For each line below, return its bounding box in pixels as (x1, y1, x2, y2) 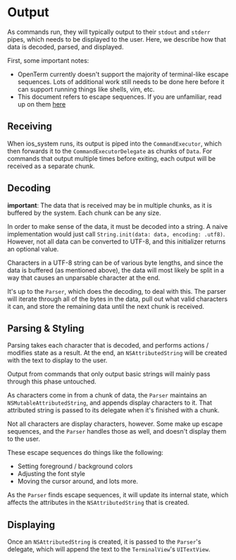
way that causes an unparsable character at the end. (7, 273, 161, 282)
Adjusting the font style (17, 470, 86, 478)
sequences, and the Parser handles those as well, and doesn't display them (7, 427, 227, 436)
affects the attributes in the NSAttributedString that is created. (7, 499, 190, 507)
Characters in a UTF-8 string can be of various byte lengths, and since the (7, 258, 223, 267)
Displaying (7, 518, 56, 530)
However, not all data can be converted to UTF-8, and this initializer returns (7, 237, 226, 246)
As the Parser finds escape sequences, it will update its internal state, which (7, 491, 229, 499)
